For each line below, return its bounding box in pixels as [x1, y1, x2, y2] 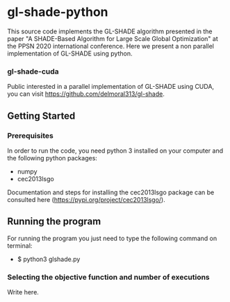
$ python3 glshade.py [17, 255, 81, 263]
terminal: [7, 241, 33, 250]
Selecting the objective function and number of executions [7, 272, 210, 282]
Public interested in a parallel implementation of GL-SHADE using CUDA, [7, 83, 214, 91]
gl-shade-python [7, 4, 109, 20]
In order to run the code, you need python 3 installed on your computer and [7, 146, 224, 155]
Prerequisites [7, 131, 54, 140]
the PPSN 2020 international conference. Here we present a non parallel [7, 42, 214, 50]
